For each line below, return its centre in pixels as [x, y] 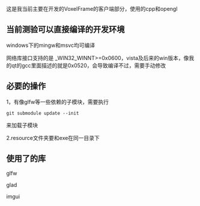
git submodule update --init [43, 113]
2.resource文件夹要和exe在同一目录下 [53, 138]
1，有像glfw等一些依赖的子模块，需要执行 [58, 101]
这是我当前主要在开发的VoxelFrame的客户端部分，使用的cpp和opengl [92, 9]
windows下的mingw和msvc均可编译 [50, 45]
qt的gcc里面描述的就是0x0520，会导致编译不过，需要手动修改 [89, 65]
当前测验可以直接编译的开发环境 [65, 30]
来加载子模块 [22, 125]
